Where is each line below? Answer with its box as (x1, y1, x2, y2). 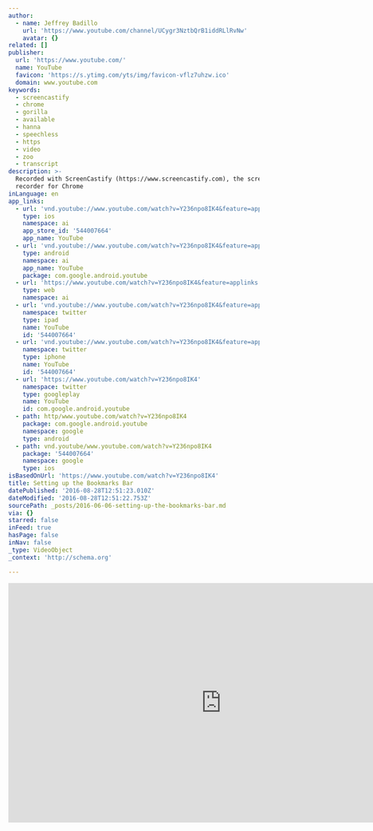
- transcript (15, 160, 59, 168)
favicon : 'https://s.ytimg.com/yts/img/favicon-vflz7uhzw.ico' (15, 71, 230, 79)
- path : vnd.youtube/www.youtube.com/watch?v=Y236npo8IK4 (15, 442, 213, 450)
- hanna (15, 123, 41, 131)
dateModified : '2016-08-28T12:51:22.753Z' (8, 494, 151, 502)
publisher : (8, 49, 45, 57)
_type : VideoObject (8, 546, 73, 554)
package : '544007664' (22, 449, 94, 457)
